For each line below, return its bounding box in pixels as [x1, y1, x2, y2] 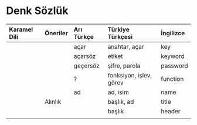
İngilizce [161, 29, 185, 37]
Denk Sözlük [6, 4, 69, 18]
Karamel [9, 25, 33, 33]
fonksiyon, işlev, [107, 71, 152, 79]
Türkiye [107, 25, 130, 33]
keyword [161, 52, 185, 60]
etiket [107, 52, 123, 60]
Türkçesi [107, 32, 133, 40]
